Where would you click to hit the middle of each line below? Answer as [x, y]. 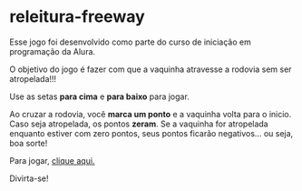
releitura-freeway [77, 17]
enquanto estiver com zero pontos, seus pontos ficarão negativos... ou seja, [151, 133]
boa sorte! [29, 143]
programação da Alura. [53, 51]
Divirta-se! [29, 178]
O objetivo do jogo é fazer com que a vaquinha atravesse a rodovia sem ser [151, 69]
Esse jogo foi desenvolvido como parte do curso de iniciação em [130, 42]
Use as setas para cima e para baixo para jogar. [100, 96]
